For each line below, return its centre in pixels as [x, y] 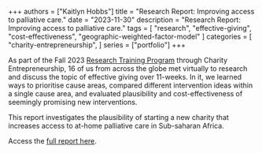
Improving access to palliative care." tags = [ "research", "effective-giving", [130, 28]
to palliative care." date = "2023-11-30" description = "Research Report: [125, 20]
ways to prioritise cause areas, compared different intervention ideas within [131, 85]
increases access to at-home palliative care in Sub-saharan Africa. [116, 126]
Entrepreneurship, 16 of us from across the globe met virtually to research [128, 69]
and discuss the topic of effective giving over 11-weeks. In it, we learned [125, 77]
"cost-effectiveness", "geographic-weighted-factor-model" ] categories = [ [130, 36]
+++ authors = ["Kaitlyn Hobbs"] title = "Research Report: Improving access [131, 11]
